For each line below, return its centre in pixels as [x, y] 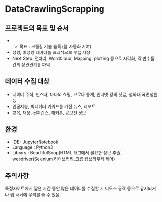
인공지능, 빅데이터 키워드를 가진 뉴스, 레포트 [54, 106]
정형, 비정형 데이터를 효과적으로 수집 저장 [51, 52]
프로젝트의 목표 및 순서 [37, 28]
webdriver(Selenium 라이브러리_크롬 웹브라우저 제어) [63, 159]
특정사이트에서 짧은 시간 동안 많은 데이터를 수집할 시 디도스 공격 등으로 [72, 189]
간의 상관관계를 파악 [31, 64]
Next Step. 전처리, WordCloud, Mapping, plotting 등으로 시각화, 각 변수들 [83, 58]
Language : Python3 [32, 147]
